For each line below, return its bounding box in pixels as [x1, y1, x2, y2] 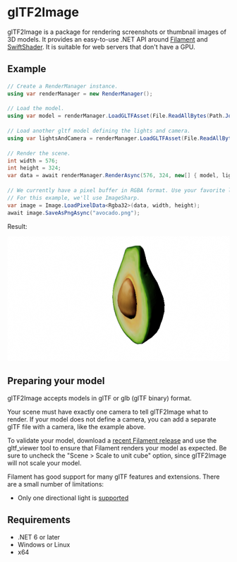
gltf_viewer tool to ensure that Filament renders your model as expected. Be [7, 443, 227, 452]
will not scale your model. [7, 458, 82, 467]
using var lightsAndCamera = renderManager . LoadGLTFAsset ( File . [7, 135, 200, 142]
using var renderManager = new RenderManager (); [7, 90, 153, 97]
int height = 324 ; [7, 165, 61, 172]
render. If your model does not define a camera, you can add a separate [7, 414, 217, 424]
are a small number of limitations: [7, 479, 104, 488]
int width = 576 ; [7, 157, 59, 165]
